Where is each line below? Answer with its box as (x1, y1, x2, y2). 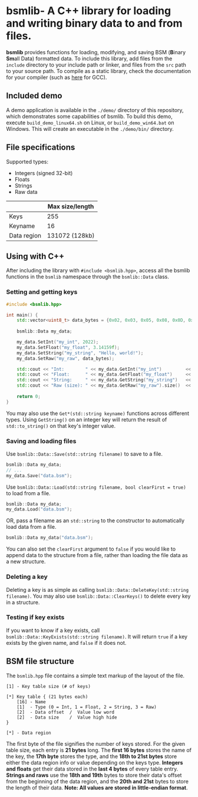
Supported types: (6, 158, 49, 165)
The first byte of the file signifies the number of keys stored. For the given (6, 740, 186, 747)
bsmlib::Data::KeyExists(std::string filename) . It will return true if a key (6, 633, 187, 640)
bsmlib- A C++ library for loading (6, 4, 171, 18)
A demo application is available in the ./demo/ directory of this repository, (6, 106, 184, 113)
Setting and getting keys (6, 288, 78, 296)
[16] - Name (16, 699, 46, 705)
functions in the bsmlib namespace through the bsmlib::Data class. (6, 273, 170, 281)
